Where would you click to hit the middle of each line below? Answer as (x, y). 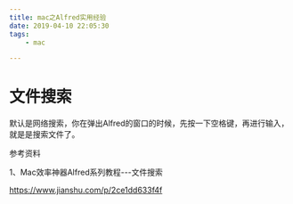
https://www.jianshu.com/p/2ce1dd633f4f (86, 190)
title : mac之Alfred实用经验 (58, 17)
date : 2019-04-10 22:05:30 (59, 26)
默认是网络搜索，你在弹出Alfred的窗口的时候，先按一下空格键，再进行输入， (149, 123)
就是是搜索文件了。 (45, 135)
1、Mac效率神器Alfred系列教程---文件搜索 (86, 172)
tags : (19, 34)
